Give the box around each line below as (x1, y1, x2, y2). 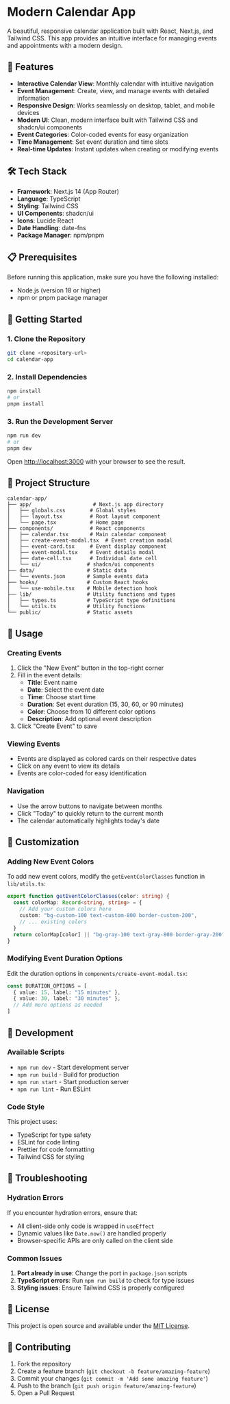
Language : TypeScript (16, 195, 81, 203)
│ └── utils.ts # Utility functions (7, 603, 146, 610)
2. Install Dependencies (7, 372, 88, 381)
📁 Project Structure (7, 477, 90, 489)
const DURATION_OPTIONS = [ (7, 982, 88, 990)
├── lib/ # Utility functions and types (7, 591, 176, 598)
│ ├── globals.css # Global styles (7, 507, 136, 514)
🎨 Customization (7, 836, 79, 848)
